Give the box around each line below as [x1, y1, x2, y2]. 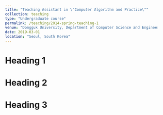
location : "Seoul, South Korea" [5, 34, 70, 39]
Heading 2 [5, 77, 48, 88]
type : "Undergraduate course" [5, 16, 66, 21]
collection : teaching [5, 12, 49, 16]
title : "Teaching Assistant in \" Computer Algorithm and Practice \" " [5, 7, 149, 12]
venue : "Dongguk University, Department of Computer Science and [5, 25, 140, 30]
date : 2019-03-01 [5, 30, 40, 34]
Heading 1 [5, 55, 46, 66]
